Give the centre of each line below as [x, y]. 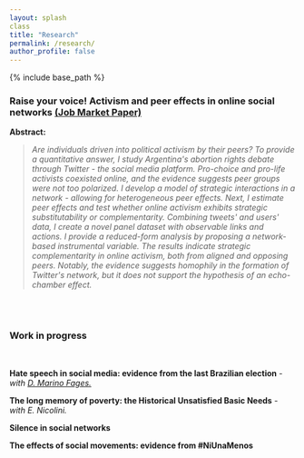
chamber [49, 285]
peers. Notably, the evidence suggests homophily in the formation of [160, 265]
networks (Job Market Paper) [76, 113]
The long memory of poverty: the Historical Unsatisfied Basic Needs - [144, 400]
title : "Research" [44, 35]
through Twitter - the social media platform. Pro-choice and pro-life [158, 169]
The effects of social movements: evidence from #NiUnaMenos [132, 445]
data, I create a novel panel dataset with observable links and [148, 227]
